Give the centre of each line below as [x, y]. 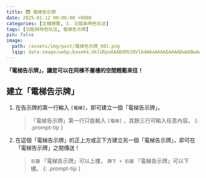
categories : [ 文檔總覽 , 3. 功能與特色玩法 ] [58, 23]
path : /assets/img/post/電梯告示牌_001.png [66, 47]
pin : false [20, 35]
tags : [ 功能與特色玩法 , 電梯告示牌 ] [48, 29]
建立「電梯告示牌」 [43, 92]
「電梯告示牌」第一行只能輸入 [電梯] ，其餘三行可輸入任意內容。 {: [115, 120]
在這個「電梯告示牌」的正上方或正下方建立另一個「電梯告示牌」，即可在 [105, 140]
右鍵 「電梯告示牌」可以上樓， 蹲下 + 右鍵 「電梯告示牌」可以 [107, 161]
